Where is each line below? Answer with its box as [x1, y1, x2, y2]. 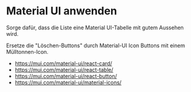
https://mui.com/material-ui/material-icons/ [14, 79, 122, 86]
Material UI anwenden [6, 4, 118, 18]
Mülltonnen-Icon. [6, 48, 49, 55]
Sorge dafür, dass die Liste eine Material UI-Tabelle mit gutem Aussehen [6, 24, 184, 31]
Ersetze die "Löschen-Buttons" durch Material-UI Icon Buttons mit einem [6, 42, 185, 49]
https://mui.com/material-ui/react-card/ [14, 60, 112, 67]
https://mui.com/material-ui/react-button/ [14, 72, 118, 79]
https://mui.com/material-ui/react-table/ [14, 66, 113, 73]
